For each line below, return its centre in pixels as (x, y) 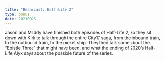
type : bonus (17, 14)
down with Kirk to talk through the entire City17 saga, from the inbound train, (82, 38)
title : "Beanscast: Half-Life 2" (39, 10)
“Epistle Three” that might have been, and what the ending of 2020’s (75, 48)
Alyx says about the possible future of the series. (64, 53)
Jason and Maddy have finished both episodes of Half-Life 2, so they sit (78, 33)
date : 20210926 (21, 19)
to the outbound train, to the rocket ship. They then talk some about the (78, 43)
